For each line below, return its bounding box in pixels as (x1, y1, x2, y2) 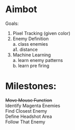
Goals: (5, 20, 19, 26)
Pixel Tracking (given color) (12, 30, 70, 36)
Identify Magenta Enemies (5, 103, 60, 109)
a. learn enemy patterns (12, 57, 63, 63)
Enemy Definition (12, 36, 49, 42)
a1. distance (12, 46, 38, 52)
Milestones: (5, 80, 57, 92)
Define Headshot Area (5, 113, 52, 119)
